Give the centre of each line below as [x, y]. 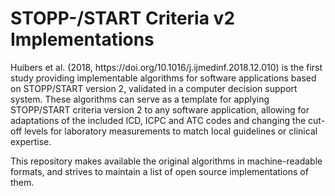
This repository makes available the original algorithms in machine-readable [166, 161]
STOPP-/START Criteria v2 [123, 18]
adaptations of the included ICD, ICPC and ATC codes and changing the [158, 120]
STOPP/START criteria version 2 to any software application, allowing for [160, 109]
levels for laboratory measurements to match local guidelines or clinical [171, 131]
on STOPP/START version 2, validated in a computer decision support [154, 88]
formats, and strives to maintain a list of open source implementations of [159, 171]
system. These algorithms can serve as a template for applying [140, 99]
